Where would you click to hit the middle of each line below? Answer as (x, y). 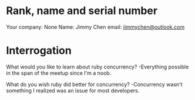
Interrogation (39, 51)
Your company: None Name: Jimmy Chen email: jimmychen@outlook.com (95, 27)
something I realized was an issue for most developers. (73, 90)
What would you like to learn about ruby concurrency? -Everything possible (97, 67)
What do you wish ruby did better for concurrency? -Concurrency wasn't (95, 84)
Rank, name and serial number (82, 11)
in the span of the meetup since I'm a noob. (59, 73)
